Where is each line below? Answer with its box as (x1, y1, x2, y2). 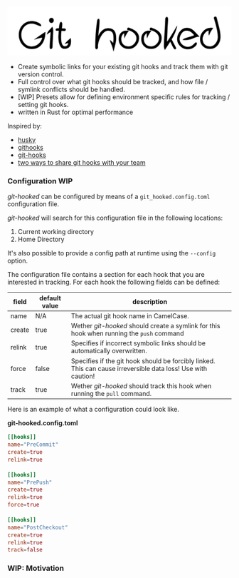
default (38, 293, 62, 302)
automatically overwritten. (70, 347, 147, 355)
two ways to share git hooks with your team (17, 158, 146, 166)
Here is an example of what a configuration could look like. (7, 405, 180, 414)
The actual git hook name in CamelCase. (70, 311, 190, 320)
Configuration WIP (7, 176, 73, 186)
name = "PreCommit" (7, 441, 59, 448)
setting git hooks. (17, 100, 69, 108)
